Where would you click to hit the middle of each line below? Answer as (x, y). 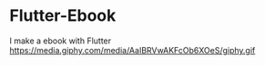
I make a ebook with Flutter (61, 41)
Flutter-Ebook (63, 16)
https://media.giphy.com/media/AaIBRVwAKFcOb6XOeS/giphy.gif (132, 50)
